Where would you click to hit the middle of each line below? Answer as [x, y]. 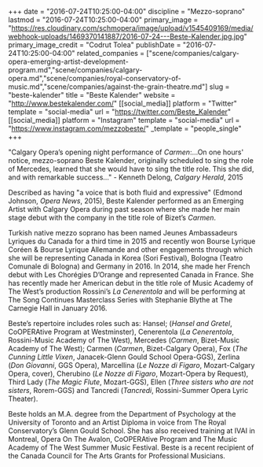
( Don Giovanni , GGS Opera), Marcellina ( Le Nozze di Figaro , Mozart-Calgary [131, 365]
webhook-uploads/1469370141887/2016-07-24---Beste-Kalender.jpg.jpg [126, 36]
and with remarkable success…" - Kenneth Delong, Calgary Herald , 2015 [126, 177]
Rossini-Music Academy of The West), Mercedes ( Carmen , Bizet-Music [124, 340]
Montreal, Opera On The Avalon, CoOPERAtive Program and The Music [123, 439]
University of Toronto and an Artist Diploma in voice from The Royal [117, 422]
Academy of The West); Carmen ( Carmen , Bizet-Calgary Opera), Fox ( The [128, 348]
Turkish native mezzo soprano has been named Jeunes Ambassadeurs [123, 233]
